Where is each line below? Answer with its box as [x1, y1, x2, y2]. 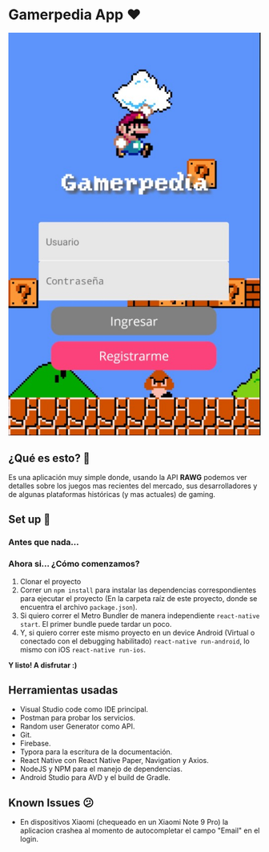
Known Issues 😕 [8, 796, 94, 810]
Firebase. [19, 739, 51, 749]
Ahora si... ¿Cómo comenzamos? [8, 559, 140, 570]
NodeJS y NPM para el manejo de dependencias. [19, 764, 183, 774]
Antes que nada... [8, 537, 80, 548]
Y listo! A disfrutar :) [8, 660, 78, 670]
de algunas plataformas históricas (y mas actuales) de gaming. [8, 489, 216, 499]
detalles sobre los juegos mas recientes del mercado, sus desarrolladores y [8, 481, 258, 491]
